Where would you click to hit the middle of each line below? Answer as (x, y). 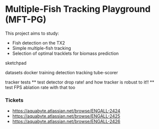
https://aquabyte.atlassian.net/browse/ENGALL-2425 (66, 116)
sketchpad (16, 63)
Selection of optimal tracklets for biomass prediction (65, 53)
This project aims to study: (32, 33)
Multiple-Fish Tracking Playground (78, 9)
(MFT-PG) (26, 20)
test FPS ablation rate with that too (40, 87)
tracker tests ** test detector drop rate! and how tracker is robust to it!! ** (80, 82)
